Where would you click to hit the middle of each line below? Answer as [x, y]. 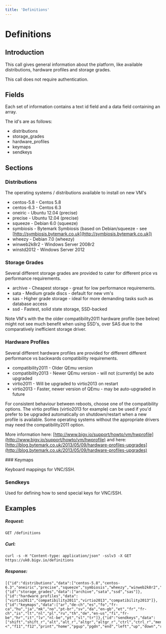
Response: [17, 571]
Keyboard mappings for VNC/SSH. [40, 469]
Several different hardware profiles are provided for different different [76, 353]
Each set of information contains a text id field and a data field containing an [83, 106]
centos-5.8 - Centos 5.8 [37, 202]
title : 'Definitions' [27, 10]
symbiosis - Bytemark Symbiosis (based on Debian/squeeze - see [80, 229]
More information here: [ [30, 434]
